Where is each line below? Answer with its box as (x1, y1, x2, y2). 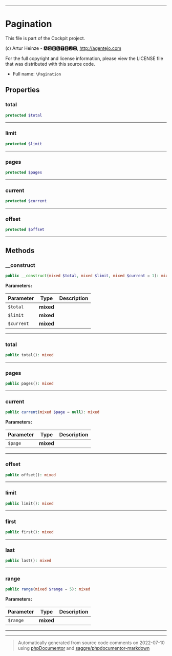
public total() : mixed (5, 353, 54, 358)
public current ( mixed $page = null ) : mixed (5, 410, 100, 415)
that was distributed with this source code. (5, 61, 96, 67)
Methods (5, 246, 35, 255)
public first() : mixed (5, 529, 54, 534)
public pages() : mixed (5, 381, 54, 387)
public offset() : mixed (5, 472, 56, 477)
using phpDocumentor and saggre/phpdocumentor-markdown (17, 645, 150, 651)
